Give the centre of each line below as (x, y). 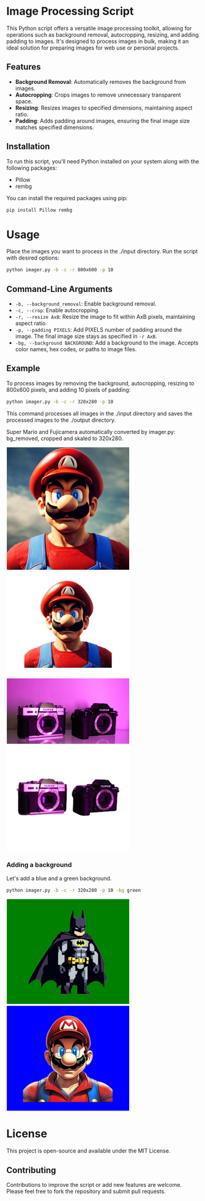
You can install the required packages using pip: (67, 198)
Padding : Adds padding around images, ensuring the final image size (102, 121)
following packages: (32, 168)
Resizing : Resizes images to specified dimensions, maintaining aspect (104, 108)
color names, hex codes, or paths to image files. (76, 350)
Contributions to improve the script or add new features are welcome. (94, 1184)
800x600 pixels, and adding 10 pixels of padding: (69, 389)
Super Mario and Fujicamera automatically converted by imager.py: (91, 432)
